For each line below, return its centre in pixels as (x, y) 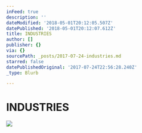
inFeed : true (22, 12)
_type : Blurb (22, 73)
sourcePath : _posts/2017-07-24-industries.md (64, 56)
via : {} (16, 51)
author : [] (20, 39)
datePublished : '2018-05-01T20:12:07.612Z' (61, 28)
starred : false (25, 61)
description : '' (26, 17)
